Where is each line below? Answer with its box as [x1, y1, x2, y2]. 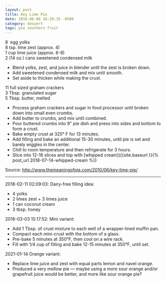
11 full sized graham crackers [5, 85, 64, 91]
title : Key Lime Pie [5, 12, 48, 17]
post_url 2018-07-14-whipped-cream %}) [12, 157, 97, 163]
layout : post [5, 7, 32, 12]
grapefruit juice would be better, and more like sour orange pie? [12, 271, 142, 277]
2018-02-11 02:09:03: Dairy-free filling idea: [5, 181, 95, 187]
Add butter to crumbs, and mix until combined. [12, 115, 107, 121]
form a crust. [12, 126, 39, 132]
